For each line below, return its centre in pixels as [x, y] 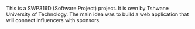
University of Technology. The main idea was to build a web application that [97, 14]
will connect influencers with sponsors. [53, 20]
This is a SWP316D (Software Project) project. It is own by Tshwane [87, 8]
